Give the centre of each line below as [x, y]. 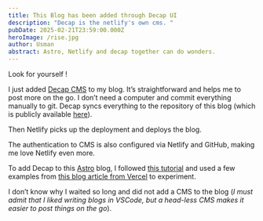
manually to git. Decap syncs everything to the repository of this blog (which [132, 106]
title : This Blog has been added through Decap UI [93, 15]
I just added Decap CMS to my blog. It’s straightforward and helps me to [125, 89]
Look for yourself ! [38, 74]
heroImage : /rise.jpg [44, 37]
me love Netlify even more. [52, 153]
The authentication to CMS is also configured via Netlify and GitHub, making [131, 145]
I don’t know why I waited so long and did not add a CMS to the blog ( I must [131, 192]
